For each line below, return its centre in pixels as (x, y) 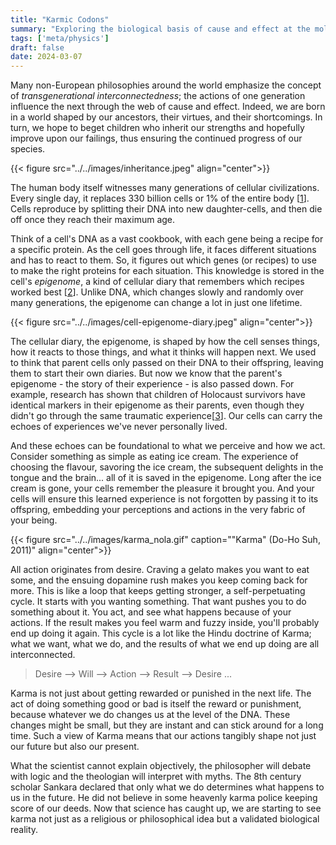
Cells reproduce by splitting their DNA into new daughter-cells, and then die (166, 209)
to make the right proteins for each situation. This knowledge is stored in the (167, 271)
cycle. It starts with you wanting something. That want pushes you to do (158, 602)
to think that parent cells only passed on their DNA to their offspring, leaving (167, 363)
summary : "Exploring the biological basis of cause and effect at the (160, 29)
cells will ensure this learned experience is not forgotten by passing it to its (164, 499)
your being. (34, 520)
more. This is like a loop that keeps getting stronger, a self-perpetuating (158, 591)
